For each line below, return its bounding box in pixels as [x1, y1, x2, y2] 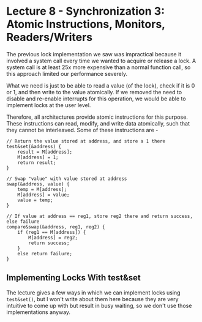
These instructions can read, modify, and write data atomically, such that [6, 119, 190, 127]
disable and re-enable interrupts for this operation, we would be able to [6, 95, 186, 102]
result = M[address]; [17, 149, 72, 155]
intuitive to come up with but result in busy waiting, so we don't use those [6, 302, 192, 309]
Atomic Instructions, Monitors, [6, 17, 165, 31]
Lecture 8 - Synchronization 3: [6, 4, 165, 18]
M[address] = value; [17, 192, 70, 198]
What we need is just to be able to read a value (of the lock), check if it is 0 [6, 81, 195, 89]
